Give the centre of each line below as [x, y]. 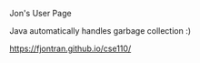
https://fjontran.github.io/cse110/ [70, 48]
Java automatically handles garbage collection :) [100, 31]
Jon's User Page [40, 13]
